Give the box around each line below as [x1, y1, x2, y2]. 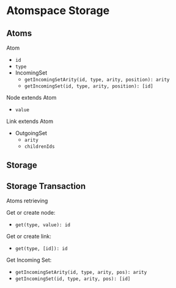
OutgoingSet [15, 130, 48, 136]
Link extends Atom [6, 117, 54, 125]
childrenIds [24, 144, 55, 150]
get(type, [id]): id [15, 246, 68, 252]
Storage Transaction [6, 181, 86, 191]
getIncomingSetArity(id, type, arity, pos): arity [15, 270, 147, 276]
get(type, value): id [15, 222, 70, 228]
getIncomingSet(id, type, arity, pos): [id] [15, 276, 131, 282]
